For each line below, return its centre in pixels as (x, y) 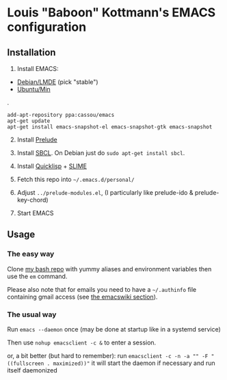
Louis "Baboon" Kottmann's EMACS (111, 13)
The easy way (31, 254)
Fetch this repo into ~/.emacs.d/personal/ (76, 179)
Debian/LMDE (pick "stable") (57, 82)
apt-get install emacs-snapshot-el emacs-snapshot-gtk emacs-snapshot (110, 127)
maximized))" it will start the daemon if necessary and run (134, 363)
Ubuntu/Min (34, 89)
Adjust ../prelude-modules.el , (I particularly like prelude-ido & (105, 192)
